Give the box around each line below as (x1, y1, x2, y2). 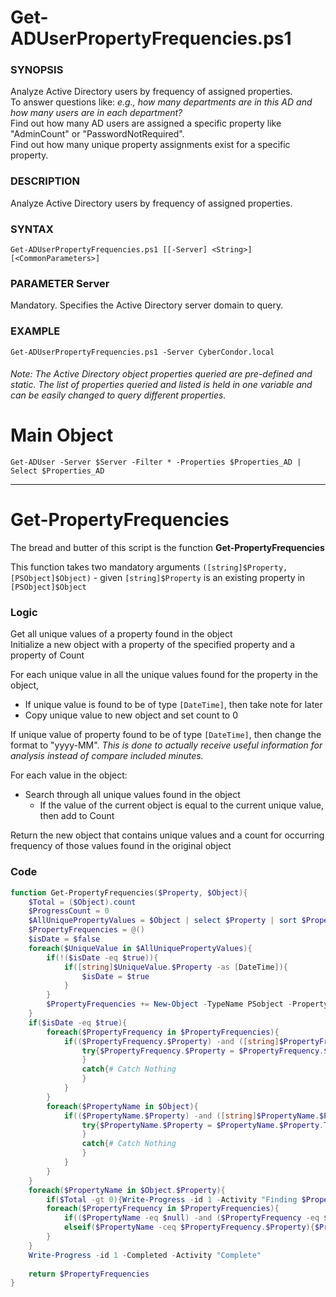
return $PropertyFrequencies (28, 1269, 150, 1279)
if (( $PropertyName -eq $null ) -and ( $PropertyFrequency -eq (63, 1213, 320, 1223)
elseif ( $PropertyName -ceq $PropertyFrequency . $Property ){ (63, 1222, 315, 1233)
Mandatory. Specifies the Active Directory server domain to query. (10, 299, 284, 311)
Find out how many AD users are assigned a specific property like (10, 117, 282, 130)
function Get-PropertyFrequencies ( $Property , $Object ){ (10, 887, 248, 898)
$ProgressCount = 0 (28, 906, 110, 916)
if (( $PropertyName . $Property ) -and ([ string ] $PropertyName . (63, 1111, 320, 1121)
